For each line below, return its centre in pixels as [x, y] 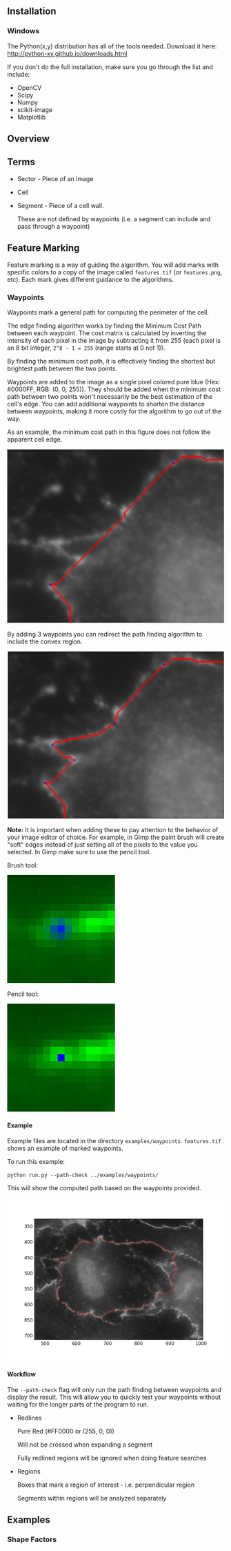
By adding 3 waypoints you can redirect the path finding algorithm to [105, 634]
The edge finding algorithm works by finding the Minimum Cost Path [104, 326]
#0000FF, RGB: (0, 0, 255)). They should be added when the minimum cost [114, 389]
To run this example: [36, 1161]
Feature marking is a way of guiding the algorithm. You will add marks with [113, 265]
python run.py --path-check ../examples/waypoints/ [83, 1175]
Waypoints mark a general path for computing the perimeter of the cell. [108, 312]
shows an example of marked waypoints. [65, 1148]
